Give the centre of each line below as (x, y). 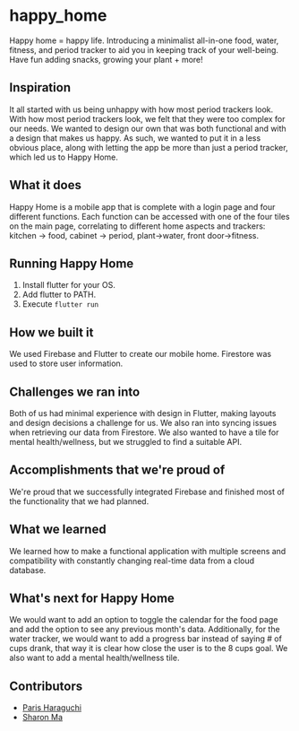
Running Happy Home (72, 263)
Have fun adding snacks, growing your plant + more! (106, 59)
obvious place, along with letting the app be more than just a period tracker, (149, 147)
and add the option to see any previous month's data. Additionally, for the (145, 630)
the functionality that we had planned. (79, 501)
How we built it (51, 332)
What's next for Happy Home (92, 599)
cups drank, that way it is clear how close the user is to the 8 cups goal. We (149, 648)
